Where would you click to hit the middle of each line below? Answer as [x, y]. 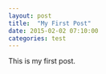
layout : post [30, 16]
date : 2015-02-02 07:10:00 [53, 31]
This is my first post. [42, 61]
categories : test [37, 38]
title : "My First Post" [50, 23]
